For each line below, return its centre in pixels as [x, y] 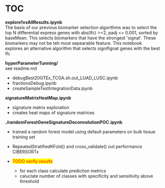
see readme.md [21, 68]
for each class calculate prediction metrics [63, 171]
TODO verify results [32, 161]
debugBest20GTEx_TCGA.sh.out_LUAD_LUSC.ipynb [65, 78]
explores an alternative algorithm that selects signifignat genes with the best [82, 48]
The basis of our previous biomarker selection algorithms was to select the [81, 27]
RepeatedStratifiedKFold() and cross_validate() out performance [77, 146]
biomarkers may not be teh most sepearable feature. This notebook [73, 43]
